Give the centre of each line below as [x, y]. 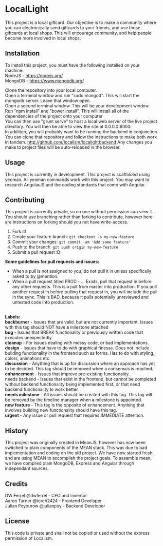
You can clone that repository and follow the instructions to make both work [81, 137]
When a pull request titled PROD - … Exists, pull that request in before [82, 282]
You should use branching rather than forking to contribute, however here [79, 217]
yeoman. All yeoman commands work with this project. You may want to [77, 180]
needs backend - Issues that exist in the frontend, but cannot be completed [81, 379]
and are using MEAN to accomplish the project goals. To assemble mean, [78, 458]
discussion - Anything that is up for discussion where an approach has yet [80, 364]
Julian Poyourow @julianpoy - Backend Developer [55, 506]
